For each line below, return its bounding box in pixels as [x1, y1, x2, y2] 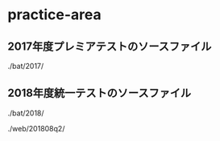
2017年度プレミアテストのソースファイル [7, 39, 212, 53]
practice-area [7, 6, 102, 24]
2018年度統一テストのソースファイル [7, 87, 192, 100]
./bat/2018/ [7, 108, 45, 118]
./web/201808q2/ [7, 123, 65, 133]
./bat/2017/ [7, 62, 44, 70]
